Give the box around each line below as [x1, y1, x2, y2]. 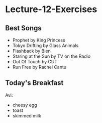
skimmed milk [12, 112, 42, 118]
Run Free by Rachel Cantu [12, 64, 67, 70]
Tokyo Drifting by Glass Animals [12, 43, 79, 49]
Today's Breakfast [5, 78, 64, 87]
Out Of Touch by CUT [12, 59, 58, 64]
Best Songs [5, 24, 42, 32]
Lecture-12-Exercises [5, 4, 97, 15]
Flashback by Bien [12, 48, 51, 54]
